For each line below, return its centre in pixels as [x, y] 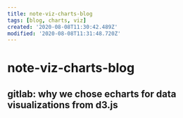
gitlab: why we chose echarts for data [92, 94]
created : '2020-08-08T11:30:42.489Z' [63, 27]
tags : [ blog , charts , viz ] [47, 20]
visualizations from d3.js [63, 105]
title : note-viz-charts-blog [50, 14]
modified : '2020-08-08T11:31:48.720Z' [64, 33]
